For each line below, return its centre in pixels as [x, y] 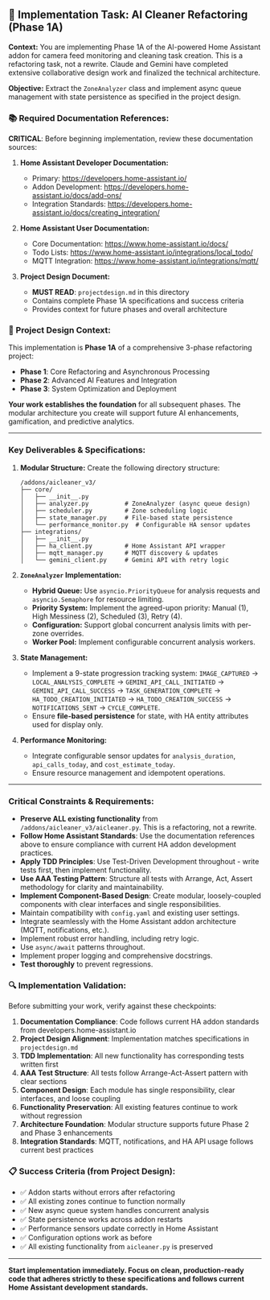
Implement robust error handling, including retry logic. [109, 938]
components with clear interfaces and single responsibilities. [121, 904]
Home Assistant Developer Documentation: [94, 163]
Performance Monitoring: [63, 740]
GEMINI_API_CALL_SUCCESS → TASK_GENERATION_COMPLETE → [126, 690]
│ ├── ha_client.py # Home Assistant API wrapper [123, 546]
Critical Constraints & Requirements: [81, 801]
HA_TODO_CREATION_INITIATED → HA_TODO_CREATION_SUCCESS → [132, 698]
